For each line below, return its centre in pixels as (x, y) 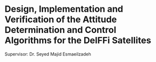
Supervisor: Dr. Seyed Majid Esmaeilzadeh (48, 54)
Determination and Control (61, 30)
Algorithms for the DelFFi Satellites (78, 41)
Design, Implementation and (64, 9)
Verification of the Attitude (61, 19)
